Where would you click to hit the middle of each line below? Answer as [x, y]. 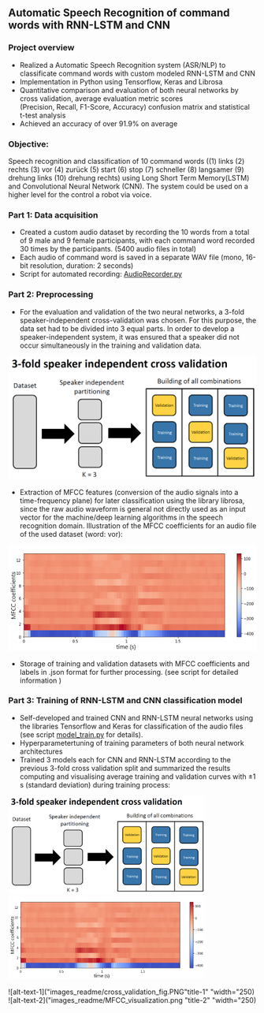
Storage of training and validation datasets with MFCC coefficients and [134, 663]
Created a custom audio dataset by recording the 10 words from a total [134, 233]
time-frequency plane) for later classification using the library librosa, [132, 501]
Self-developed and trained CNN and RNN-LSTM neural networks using [136, 717]
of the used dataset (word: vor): [71, 534]
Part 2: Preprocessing [51, 295]
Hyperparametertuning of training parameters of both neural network [132, 743]
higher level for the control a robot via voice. [80, 194]
